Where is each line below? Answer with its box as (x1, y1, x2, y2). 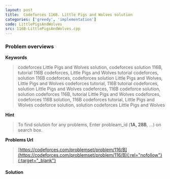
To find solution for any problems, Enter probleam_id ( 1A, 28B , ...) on (17, 122, 161, 128)
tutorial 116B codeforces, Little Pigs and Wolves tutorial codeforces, (17, 69, 159, 76)
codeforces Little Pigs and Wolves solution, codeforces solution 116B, (17, 64, 163, 70)
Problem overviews (5, 43, 54, 50)
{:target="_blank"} (17, 158, 56, 164)
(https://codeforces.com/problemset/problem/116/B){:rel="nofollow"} (17, 152, 162, 158)
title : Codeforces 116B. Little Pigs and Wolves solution (5, 12, 133, 17)
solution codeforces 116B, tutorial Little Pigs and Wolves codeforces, (17, 91, 161, 97)
